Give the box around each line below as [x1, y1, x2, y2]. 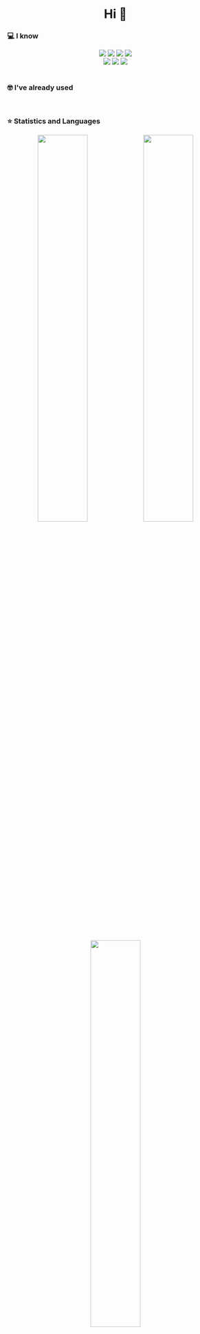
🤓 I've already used [7, 83, 74, 92]
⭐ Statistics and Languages [7, 116, 101, 126]
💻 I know [7, 31, 39, 41]
